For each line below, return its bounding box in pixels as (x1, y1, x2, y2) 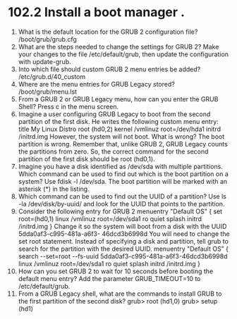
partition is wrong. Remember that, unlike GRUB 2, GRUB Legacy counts (18, 139, 228, 148)
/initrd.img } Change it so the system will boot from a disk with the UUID (18, 222, 227, 230)
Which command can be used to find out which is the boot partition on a (18, 170, 229, 178)
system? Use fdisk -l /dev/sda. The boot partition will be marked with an (18, 177, 228, 185)
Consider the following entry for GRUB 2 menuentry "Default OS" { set (18, 207, 223, 215)
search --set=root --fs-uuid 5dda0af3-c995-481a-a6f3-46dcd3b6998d (18, 251, 228, 261)
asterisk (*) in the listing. (18, 184, 90, 193)
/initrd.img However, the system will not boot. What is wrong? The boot (18, 132, 225, 141)
